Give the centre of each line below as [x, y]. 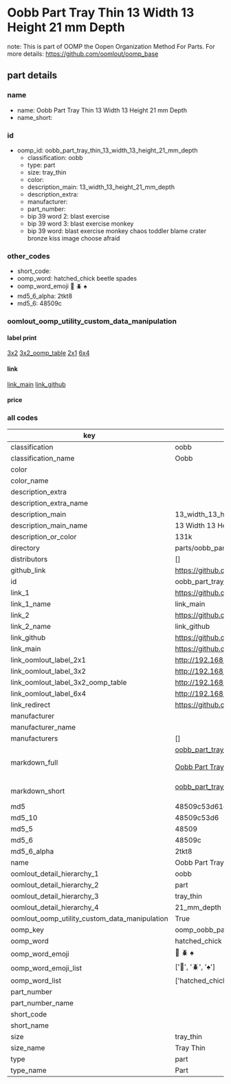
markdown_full [34, 763]
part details [32, 76]
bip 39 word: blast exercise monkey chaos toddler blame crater [117, 231]
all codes [23, 418]
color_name [30, 481]
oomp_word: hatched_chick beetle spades [77, 279]
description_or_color [44, 537]
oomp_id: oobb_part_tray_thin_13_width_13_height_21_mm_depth [107, 150]
